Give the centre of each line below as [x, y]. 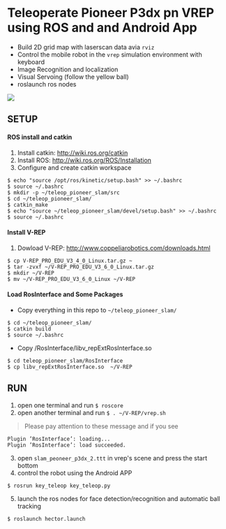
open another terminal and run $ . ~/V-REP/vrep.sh [91, 412]
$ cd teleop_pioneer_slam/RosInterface [65, 361]
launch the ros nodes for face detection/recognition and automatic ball [119, 498]
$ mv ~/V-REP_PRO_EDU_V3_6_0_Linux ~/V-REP [71, 279]
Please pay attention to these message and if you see [101, 426]
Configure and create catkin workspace [74, 167]
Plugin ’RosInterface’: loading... [59, 439]
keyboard [31, 61]
